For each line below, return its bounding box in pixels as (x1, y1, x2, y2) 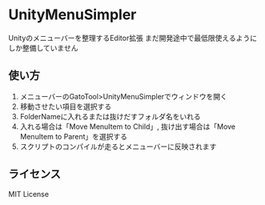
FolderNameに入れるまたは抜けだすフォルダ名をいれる (19, 111, 202, 121)
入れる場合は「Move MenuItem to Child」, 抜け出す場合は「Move (19, 122, 236, 131)
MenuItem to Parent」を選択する (19, 131, 128, 141)
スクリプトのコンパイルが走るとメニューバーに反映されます (19, 142, 217, 151)
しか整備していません (8, 42, 78, 53)
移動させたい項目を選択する (19, 102, 112, 111)
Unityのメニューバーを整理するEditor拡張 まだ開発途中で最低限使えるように (8, 33, 258, 42)
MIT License (8, 189, 50, 199)
